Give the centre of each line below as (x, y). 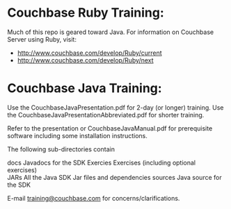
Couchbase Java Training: (85, 89)
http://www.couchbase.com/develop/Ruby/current (89, 53)
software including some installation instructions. (77, 135)
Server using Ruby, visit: (42, 39)
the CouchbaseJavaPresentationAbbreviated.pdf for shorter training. (106, 115)
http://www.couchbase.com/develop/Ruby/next (86, 60)
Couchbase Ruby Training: (86, 13)
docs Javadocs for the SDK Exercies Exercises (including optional (102, 162)
